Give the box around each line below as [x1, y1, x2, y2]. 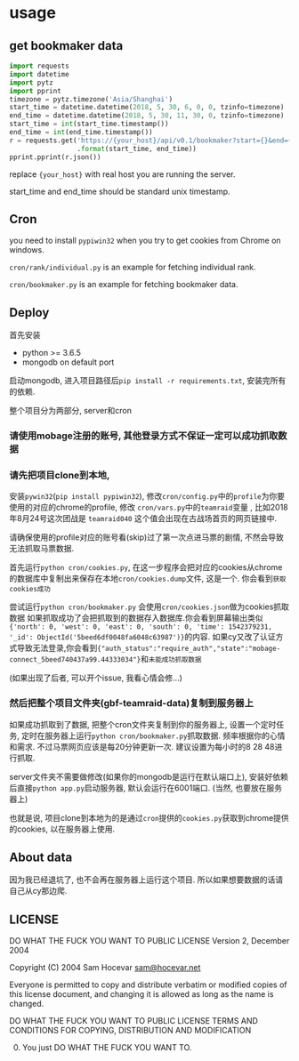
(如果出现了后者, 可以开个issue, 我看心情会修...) [9, 672, 182, 683]
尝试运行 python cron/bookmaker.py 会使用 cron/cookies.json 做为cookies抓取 [9, 601, 289, 612]
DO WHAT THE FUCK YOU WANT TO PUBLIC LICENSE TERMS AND [9, 1016, 258, 1026]
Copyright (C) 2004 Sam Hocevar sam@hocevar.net [9, 962, 201, 973]
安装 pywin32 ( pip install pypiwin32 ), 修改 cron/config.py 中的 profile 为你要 [9, 491, 286, 502]
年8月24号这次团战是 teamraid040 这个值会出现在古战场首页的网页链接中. [9, 513, 278, 524]
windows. [9, 245, 44, 255]
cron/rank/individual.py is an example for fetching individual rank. [9, 261, 256, 273]
